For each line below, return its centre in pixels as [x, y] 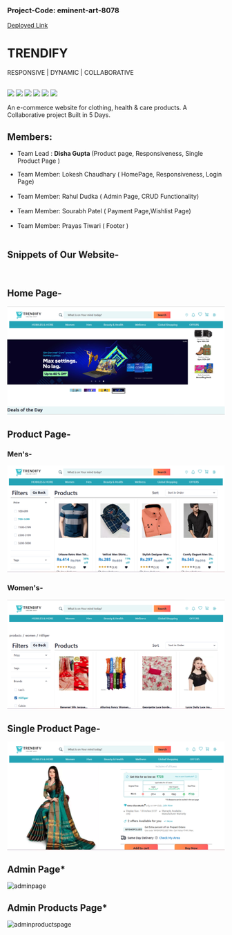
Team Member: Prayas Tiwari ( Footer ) [73, 226]
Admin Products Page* [57, 908]
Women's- [25, 588]
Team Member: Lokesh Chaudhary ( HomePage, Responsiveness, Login [119, 175]
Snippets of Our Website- [63, 255]
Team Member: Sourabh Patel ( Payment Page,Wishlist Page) [104, 211]
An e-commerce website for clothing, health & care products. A [97, 108]
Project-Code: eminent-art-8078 [63, 10]
